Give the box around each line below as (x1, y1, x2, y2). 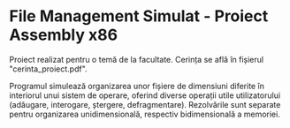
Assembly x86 (9, 25, 118, 45)
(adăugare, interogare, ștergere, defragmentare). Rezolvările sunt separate (9, 99, 281, 109)
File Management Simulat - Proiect (9, 6, 269, 26)
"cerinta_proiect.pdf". (9, 64, 88, 74)
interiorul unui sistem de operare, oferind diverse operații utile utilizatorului (9, 90, 281, 101)
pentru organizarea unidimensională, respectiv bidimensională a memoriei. (9, 109, 280, 119)
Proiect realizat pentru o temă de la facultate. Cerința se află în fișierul (9, 54, 263, 64)
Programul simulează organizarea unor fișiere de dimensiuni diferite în (9, 80, 265, 91)
